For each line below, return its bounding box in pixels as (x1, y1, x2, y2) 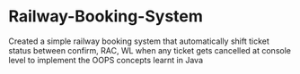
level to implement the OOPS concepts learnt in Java (8, 54, 204, 65)
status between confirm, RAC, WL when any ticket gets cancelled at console (8, 45, 291, 55)
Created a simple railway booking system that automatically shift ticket (8, 36, 270, 46)
